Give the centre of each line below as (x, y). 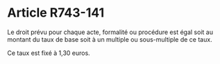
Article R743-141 (56, 13)
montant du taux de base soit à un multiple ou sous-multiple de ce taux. (110, 39)
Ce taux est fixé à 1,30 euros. (49, 53)
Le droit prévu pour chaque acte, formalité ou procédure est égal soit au (110, 32)
